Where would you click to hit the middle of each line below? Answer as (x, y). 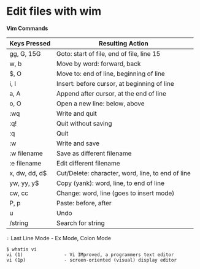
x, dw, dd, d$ (28, 173)
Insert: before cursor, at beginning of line (115, 83)
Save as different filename (94, 153)
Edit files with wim (54, 11)
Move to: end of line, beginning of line (111, 74)
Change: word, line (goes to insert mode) (115, 193)
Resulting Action (124, 43)
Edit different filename (88, 163)
